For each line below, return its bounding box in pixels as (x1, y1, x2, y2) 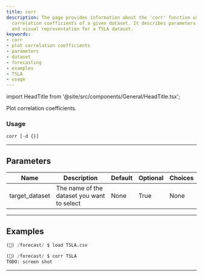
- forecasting (6, 59, 42, 65)
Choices (169, 174, 194, 182)
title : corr (6, 8, 36, 15)
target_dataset (9, 192, 50, 200)
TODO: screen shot (6, 258, 53, 265)
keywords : (6, 31, 31, 37)
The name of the (56, 184, 103, 192)
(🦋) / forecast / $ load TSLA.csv (6, 242, 88, 248)
